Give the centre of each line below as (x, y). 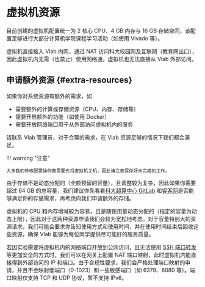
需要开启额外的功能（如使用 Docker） (63, 116)
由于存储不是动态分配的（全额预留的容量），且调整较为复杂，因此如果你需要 (101, 183)
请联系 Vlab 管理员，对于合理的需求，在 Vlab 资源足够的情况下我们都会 (95, 137)
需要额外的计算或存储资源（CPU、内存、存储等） (77, 109)
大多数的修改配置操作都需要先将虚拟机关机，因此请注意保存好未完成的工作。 (88, 171)
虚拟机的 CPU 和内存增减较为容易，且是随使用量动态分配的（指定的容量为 (99, 211)
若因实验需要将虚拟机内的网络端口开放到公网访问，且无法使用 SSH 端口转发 (102, 247)
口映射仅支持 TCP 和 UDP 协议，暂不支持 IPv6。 (67, 278)
